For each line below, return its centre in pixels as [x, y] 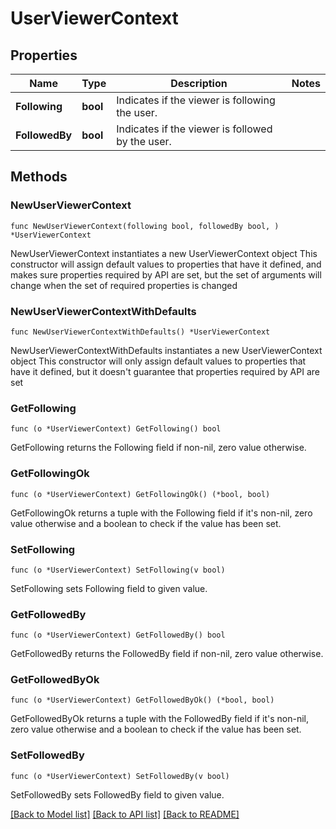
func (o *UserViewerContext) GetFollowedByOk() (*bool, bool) [142, 700]
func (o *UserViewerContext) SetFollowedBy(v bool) [120, 776]
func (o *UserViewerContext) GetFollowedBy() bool [118, 635]
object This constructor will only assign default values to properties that [158, 361]
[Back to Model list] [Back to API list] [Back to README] [125, 814]
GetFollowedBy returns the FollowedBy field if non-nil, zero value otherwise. [167, 654]
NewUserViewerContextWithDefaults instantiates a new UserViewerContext [166, 350]
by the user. [144, 141]
